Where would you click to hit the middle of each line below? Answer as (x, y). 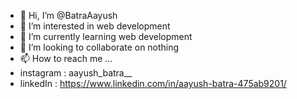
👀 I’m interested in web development (95, 26)
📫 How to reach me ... (66, 58)
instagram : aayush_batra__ (76, 73)
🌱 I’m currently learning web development (106, 36)
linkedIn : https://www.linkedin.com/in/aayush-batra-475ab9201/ (153, 83)
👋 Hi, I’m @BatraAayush (68, 15)
